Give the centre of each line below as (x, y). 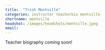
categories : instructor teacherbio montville (52, 14)
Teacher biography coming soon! (39, 42)
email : (12, 28)
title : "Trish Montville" (33, 10)
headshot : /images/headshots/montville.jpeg (52, 24)
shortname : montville (27, 19)
